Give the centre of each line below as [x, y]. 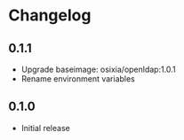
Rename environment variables [78, 79]
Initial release [45, 128]
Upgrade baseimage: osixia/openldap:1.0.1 [98, 69]
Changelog [50, 16]
